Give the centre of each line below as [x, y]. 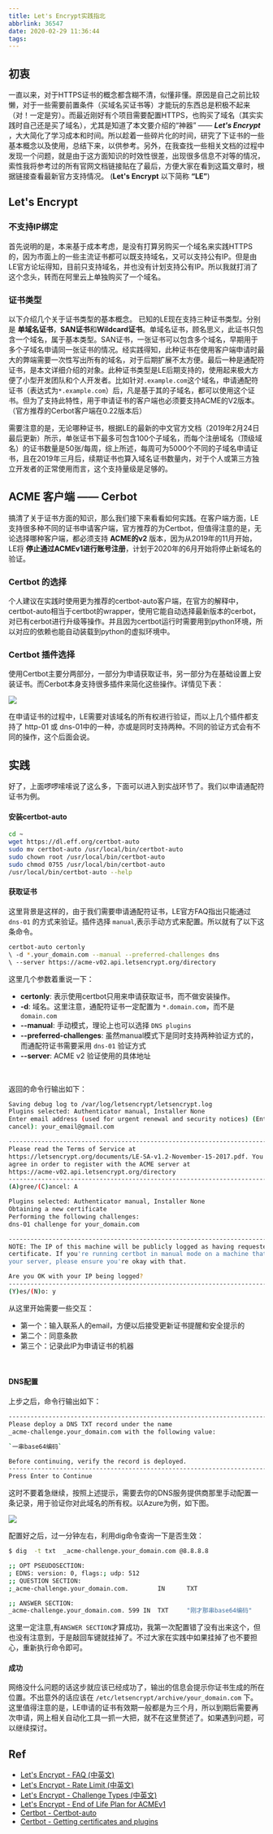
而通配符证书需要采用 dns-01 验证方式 [83, 1045]
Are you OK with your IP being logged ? [76, 1276]
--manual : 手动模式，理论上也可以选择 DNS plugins [106, 1025]
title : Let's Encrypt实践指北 [57, 16]
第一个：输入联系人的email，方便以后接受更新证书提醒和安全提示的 [132, 1325]
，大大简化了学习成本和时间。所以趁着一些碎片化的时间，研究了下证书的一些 [136, 136]
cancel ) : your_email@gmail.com [61, 1127]
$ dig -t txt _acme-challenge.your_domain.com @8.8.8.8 [108, 1552]
